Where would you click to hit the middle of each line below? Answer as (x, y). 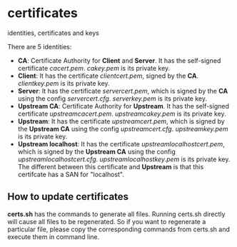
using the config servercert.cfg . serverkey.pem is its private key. (112, 99)
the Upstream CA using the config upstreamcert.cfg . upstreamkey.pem (123, 128)
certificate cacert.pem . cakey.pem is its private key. (94, 68)
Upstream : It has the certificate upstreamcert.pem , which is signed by (121, 121)
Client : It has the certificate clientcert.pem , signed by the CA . (108, 76)
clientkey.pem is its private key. (64, 83)
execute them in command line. (54, 236)
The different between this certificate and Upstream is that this (111, 166)
